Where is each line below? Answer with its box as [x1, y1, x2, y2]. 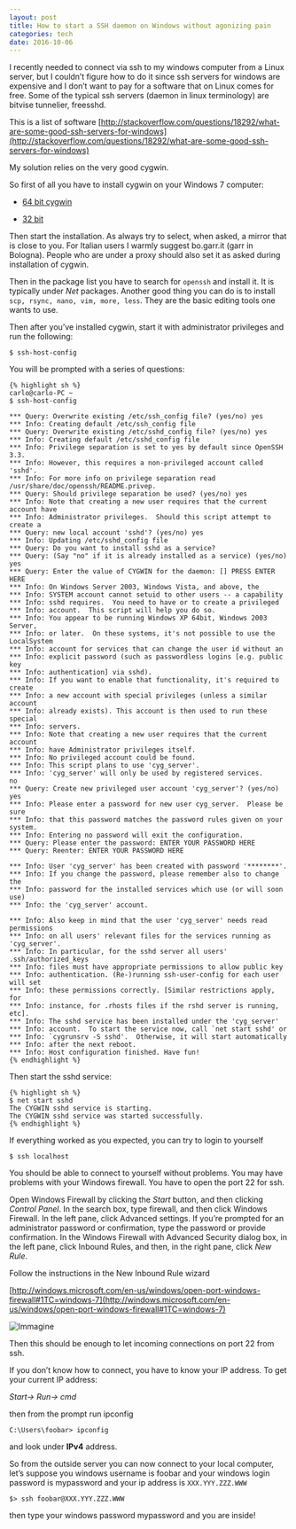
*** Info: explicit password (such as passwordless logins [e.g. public [9, 652, 284, 661]
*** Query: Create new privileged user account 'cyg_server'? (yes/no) [9, 784, 279, 793]
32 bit [21, 214, 44, 224]
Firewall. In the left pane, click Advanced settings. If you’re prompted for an [9, 1213, 284, 1224]
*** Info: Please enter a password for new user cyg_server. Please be [9, 800, 284, 809]
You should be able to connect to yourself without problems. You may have [9, 1167, 284, 1179]
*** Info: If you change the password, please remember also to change [9, 870, 279, 878]
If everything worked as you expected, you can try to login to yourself [9, 1135, 264, 1146]
